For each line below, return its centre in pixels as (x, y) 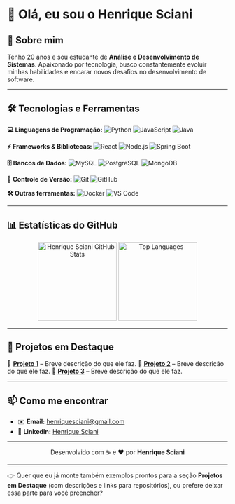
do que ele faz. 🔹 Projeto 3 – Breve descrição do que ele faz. (95, 372)
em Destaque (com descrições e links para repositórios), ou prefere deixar (115, 486)
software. (21, 79)
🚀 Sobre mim (36, 40)
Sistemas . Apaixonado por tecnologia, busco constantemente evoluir (107, 64)
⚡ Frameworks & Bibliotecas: (50, 146)
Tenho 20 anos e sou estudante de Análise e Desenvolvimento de (103, 57)
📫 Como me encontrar (58, 401)
